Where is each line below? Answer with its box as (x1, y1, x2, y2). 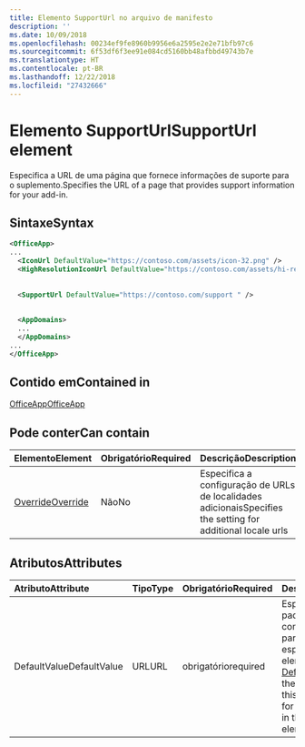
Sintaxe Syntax (9, 215, 94, 230)
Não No (100, 496, 132, 509)
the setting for (199, 513, 261, 526)
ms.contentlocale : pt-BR (9, 65, 103, 74)
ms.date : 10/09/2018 (9, 30, 88, 39)
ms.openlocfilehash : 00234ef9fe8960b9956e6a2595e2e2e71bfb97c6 (9, 38, 254, 48)
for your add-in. (9, 188, 68, 200)
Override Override (14, 496, 89, 509)
